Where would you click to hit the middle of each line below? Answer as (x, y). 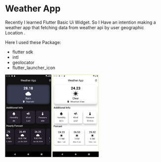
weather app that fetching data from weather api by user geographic (75, 27)
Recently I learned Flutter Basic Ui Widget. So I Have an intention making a (80, 22)
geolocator (23, 62)
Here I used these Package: (33, 42)
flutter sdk (23, 52)
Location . (15, 33)
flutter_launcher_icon (34, 68)
